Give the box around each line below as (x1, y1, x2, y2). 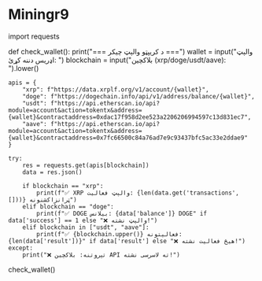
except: (8, 244, 34, 252)
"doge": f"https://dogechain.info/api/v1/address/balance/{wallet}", (22, 92, 256, 100)
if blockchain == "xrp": (22, 182, 104, 190)
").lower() (8, 63, 39, 72)
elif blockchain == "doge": (22, 202, 114, 210)
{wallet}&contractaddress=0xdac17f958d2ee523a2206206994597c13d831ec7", (8, 113, 252, 121)
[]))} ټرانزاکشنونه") (8, 195, 77, 204)
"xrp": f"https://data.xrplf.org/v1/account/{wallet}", (22, 85, 210, 94)
